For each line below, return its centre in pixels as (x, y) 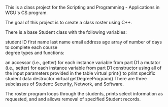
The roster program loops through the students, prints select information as (84, 94)
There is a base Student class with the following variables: (66, 32)
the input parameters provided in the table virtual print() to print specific (80, 73)
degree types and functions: (35, 53)
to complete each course (31, 47)
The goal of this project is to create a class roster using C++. (69, 22)
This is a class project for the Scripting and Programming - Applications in (82, 7)
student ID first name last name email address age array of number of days (84, 42)
